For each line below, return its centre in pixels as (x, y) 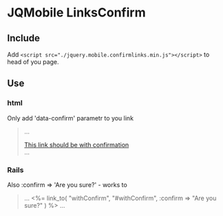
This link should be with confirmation (76, 144)
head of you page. (33, 62)
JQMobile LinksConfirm (76, 13)
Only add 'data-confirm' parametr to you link (71, 118)
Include (23, 38)
